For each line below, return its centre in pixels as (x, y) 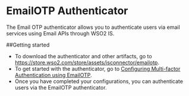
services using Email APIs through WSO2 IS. (60, 33)
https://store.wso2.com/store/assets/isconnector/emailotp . (87, 62)
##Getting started (28, 45)
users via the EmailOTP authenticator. (61, 87)
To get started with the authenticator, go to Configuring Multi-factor (97, 68)
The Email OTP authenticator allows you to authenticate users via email (93, 27)
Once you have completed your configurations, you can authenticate (99, 81)
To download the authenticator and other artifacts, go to (84, 56)
